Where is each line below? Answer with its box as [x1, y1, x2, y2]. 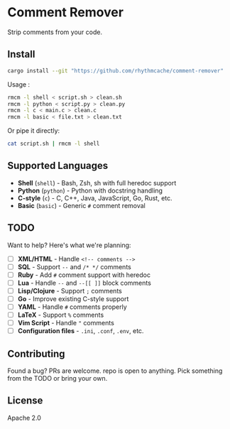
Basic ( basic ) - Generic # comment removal [17, 201, 146, 210]
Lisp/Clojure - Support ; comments [17, 286, 122, 295]
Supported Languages [7, 160, 109, 172]
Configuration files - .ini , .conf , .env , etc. [17, 327, 144, 335]
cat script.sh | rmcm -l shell [7, 140, 100, 148]
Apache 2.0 [7, 413, 41, 422]
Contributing [7, 347, 65, 359]
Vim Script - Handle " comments [17, 319, 115, 327]
